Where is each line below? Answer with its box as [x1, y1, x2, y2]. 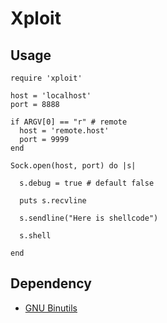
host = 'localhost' [10, 91, 92, 101]
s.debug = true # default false [19, 178, 155, 188]
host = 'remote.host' [19, 126, 110, 136]
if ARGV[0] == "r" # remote [10, 117, 128, 127]
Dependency [10, 275, 92, 292]
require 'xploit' [10, 73, 83, 83]
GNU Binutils [24, 302, 78, 314]
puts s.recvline [19, 196, 87, 206]
